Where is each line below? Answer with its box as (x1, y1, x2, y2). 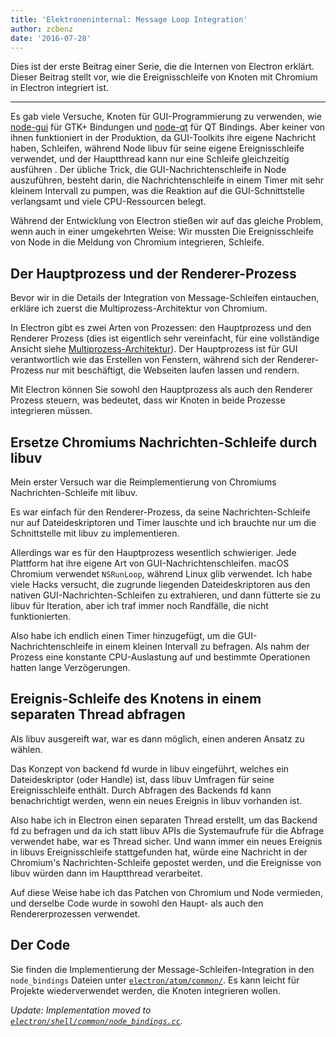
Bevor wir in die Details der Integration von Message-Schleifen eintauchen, (10, 292, 320, 304)
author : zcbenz (10, 24, 74, 34)
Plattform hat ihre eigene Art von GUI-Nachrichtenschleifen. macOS (10, 557, 290, 569)
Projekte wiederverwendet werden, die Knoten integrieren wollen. (10, 984, 281, 996)
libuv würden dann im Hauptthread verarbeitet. (10, 867, 203, 879)
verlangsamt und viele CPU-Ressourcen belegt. (10, 196, 207, 208)
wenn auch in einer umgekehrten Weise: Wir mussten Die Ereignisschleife (10, 226, 314, 238)
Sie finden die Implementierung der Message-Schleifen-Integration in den (10, 963, 315, 975)
